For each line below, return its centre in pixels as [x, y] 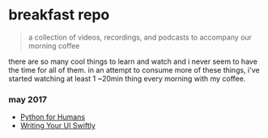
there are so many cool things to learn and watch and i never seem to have [133, 61]
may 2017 [28, 99]
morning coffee [54, 45]
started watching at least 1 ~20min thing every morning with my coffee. [127, 78]
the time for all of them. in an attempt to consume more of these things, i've [134, 69]
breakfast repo [59, 15]
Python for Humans [53, 117]
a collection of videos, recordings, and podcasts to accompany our [140, 37]
